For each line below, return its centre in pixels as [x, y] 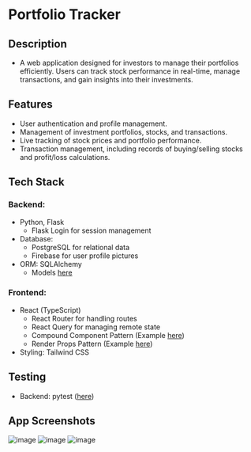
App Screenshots [52, 421]
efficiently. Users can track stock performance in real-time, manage [130, 71]
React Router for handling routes [84, 318]
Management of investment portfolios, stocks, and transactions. [123, 131]
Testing [27, 377]
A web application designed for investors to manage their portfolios [129, 63]
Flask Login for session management [91, 230]
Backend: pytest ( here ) [57, 396]
